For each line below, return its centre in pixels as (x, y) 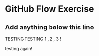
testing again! (19, 48)
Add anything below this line (49, 27)
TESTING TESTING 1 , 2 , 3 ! (33, 39)
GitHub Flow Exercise (49, 9)
